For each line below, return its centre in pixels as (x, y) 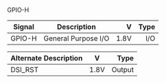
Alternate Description (47, 58)
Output (123, 70)
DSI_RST (25, 70)
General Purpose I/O (76, 38)
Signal (24, 27)
